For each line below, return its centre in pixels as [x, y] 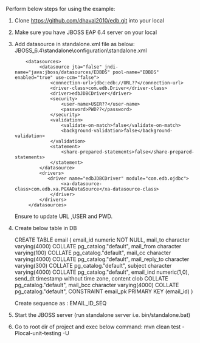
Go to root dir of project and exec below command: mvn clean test [98, 327]
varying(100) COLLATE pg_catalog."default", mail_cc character [93, 253]
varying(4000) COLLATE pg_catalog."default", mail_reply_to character [102, 259]
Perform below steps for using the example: [60, 9]
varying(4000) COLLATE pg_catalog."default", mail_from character [98, 246]
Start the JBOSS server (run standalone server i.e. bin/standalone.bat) [102, 315]
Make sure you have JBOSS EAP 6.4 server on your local [86, 32]
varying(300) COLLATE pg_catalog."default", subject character [93, 266]
